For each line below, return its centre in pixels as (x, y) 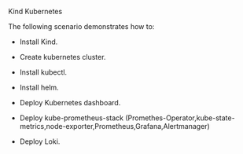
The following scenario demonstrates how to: (81, 26)
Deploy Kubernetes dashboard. (70, 103)
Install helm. (39, 87)
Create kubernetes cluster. (63, 57)
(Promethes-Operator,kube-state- (180, 118)
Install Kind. (39, 42)
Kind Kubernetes (35, 11)
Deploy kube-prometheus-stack (72, 118)
